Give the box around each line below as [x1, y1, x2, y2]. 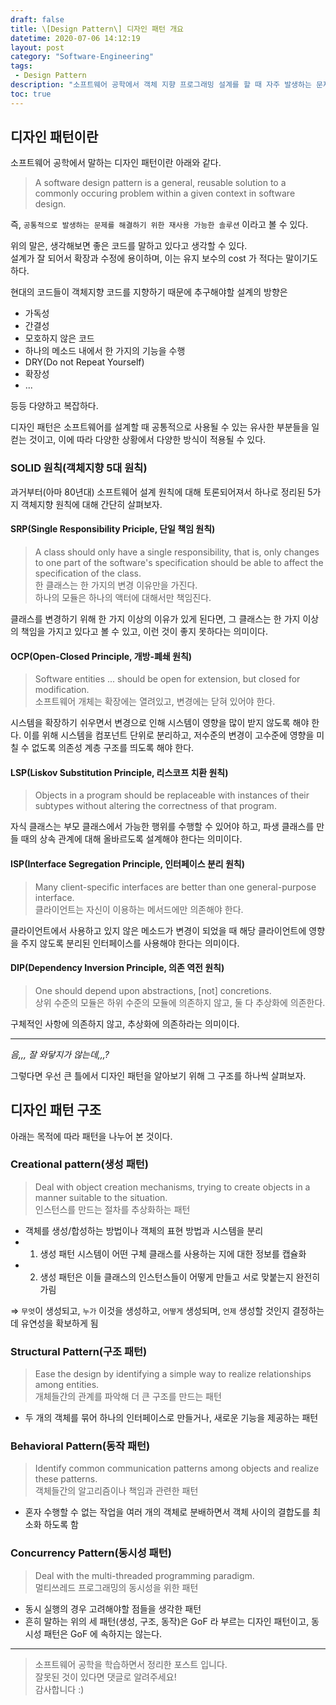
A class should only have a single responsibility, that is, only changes [34, 546, 320, 558]
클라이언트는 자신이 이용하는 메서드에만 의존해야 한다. [34, 903, 244, 915]
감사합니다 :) [34, 1683, 85, 1695]
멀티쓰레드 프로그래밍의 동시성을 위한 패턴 [34, 1581, 199, 1593]
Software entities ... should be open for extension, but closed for [34, 673, 301, 685]
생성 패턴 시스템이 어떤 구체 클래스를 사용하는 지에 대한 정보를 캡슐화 [39, 1247, 307, 1260]
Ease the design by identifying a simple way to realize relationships [34, 1368, 312, 1380]
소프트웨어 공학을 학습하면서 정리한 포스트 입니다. [34, 1658, 228, 1670]
